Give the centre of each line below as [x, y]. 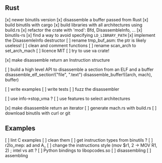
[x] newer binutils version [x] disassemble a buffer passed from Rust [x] [77, 19]
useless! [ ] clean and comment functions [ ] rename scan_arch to [71, 45]
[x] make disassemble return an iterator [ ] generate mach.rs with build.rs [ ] [81, 108]
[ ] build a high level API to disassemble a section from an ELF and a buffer [79, 69]
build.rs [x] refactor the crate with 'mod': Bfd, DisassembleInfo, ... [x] [74, 30]
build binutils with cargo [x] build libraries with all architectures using [74, 25]
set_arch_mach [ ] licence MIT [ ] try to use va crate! [57, 50]
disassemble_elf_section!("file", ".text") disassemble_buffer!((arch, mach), [79, 74]
